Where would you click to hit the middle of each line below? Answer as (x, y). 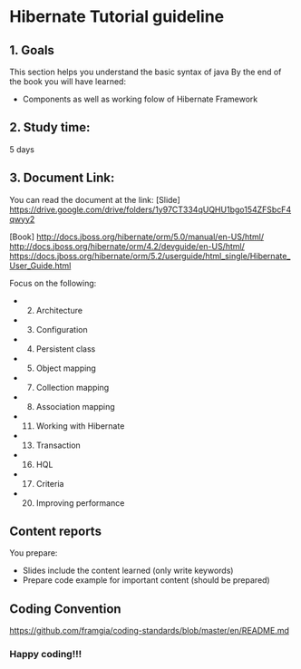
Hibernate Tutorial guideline (117, 17)
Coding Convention (65, 609)
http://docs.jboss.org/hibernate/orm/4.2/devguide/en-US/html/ (127, 246)
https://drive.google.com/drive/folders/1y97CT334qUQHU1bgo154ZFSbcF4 (150, 209)
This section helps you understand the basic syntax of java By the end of (146, 72)
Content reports (56, 532)
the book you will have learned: (68, 82)
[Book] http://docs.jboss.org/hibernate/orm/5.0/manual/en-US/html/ (137, 237)
